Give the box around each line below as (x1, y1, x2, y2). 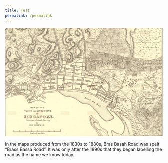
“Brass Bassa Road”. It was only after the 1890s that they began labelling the (5, 146, 162, 152)
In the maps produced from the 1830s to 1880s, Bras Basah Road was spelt (5, 141, 160, 147)
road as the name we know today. (5, 151, 75, 157)
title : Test (5, 8, 30, 13)
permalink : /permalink (5, 13, 52, 18)
